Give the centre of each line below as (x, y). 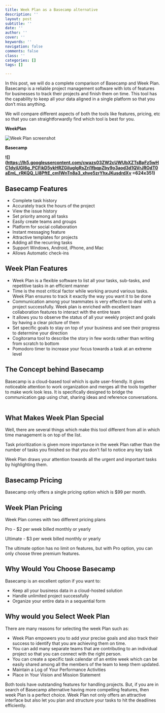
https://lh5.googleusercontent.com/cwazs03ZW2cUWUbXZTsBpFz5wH (83, 163)
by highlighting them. (27, 464)
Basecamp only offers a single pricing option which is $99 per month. (76, 492)
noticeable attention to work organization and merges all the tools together (81, 386)
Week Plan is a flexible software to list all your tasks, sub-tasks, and (81, 280)
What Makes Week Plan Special (55, 418)
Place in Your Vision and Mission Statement (56, 674)
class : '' (15, 56)
